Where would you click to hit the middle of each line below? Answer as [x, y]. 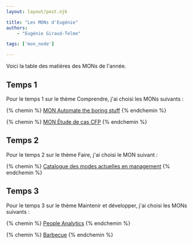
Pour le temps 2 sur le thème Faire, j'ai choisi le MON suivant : [82, 155]
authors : [17, 28]
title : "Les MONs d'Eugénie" [42, 22]
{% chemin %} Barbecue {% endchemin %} [60, 235]
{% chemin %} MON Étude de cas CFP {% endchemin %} [77, 121]
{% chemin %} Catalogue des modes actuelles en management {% [88, 166]
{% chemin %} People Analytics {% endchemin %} [68, 223]
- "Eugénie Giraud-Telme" [49, 33]
